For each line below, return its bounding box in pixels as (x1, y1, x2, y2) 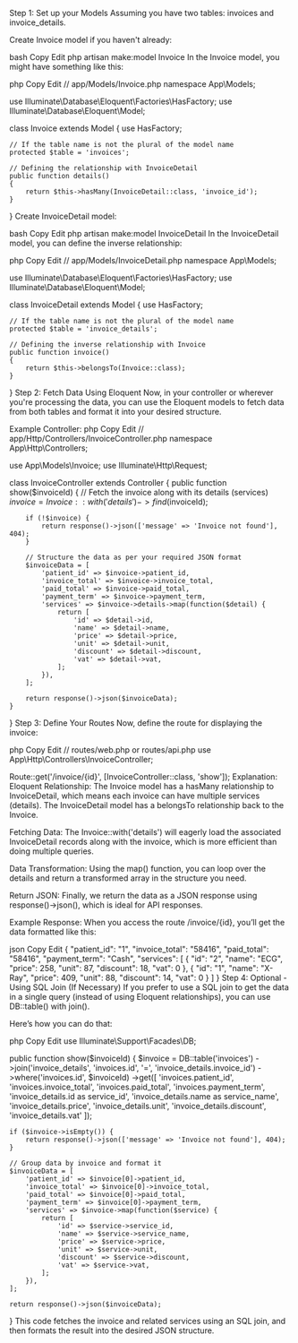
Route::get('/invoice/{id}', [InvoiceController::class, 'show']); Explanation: (9, 771, 278, 782)
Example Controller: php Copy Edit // (9, 424, 145, 434)
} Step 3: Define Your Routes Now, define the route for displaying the (9, 718, 262, 728)
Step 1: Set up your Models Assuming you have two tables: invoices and (9, 8, 275, 18)
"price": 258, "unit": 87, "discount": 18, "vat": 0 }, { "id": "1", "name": (9, 963, 260, 973)
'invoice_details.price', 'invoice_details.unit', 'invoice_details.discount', (9, 1101, 267, 1111)
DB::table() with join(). (9, 1001, 90, 1012)
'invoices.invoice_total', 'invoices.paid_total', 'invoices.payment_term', (9, 1081, 266, 1092)
